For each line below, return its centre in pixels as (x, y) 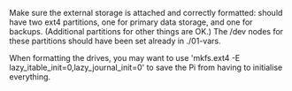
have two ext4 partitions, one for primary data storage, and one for (131, 22)
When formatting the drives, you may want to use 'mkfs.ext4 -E (125, 58)
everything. (30, 77)
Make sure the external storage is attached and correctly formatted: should (146, 13)
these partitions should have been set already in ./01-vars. (115, 41)
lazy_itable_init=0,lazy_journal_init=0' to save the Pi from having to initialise (146, 67)
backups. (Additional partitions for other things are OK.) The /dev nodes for (146, 31)
